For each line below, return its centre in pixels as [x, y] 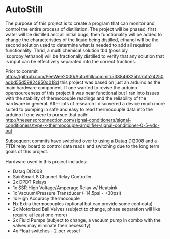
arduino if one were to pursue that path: [47, 114]
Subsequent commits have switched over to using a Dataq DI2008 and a [81, 141]
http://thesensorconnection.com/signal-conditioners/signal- [68, 120]
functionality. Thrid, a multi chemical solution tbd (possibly [67, 50]
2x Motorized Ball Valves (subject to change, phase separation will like [87, 209]
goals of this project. [27, 151]
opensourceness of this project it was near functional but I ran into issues [82, 93]
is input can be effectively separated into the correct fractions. [71, 61]
